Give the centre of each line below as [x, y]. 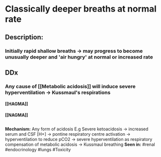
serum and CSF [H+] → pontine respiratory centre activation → [68, 134]
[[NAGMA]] [16, 115]
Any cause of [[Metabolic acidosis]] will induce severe [70, 86]
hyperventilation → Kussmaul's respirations [58, 92]
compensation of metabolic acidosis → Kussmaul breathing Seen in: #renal [80, 144]
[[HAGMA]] [16, 104]
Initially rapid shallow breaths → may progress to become [74, 51]
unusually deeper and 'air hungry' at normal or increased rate [79, 57]
